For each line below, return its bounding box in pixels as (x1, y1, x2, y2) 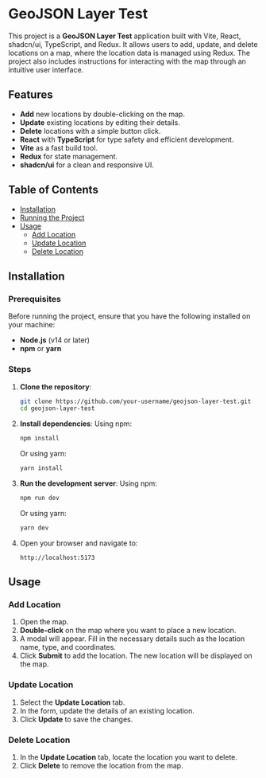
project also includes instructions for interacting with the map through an (8, 57, 246, 66)
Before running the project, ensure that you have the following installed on (8, 311, 251, 321)
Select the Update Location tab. (19, 698, 125, 707)
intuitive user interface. (8, 65, 84, 74)
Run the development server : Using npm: (19, 479, 157, 488)
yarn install (19, 464, 64, 472)
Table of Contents (8, 183, 99, 197)
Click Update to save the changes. (19, 714, 133, 724)
